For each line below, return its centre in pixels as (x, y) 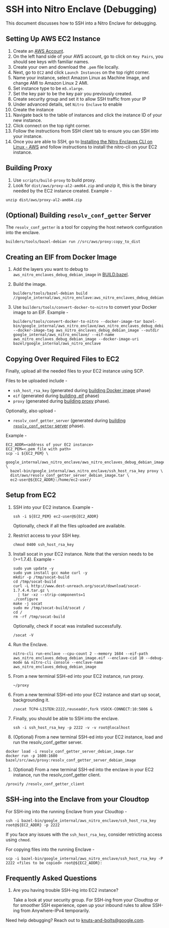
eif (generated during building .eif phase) (56, 396)
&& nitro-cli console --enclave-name (64, 662)
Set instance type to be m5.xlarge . (48, 88)
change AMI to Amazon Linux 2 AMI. (51, 83)
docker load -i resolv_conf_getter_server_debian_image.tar (70, 751)
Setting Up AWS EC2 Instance (53, 39)
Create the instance (33, 109)
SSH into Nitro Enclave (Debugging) (81, 9)
